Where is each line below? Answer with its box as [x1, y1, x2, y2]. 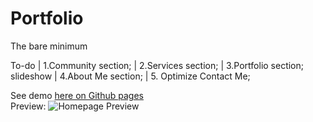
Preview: [10, 100, 47, 112]
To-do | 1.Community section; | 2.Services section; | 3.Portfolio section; [10, 59, 305, 71]
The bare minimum [10, 40, 88, 52]
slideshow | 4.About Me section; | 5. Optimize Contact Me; [10, 70, 251, 82]
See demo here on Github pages [10, 89, 144, 101]
